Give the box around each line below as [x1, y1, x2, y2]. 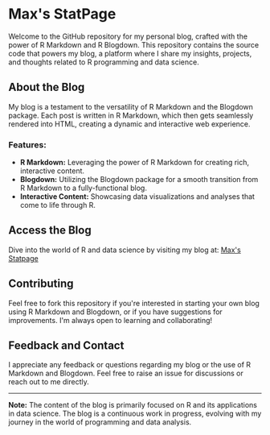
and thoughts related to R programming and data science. [8, 57, 199, 67]
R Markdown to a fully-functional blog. [19, 183, 147, 193]
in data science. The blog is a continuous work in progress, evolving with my [8, 408, 262, 419]
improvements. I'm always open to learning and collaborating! [8, 315, 213, 325]
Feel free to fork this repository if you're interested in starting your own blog [8, 298, 260, 308]
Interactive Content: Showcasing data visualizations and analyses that [19, 192, 256, 201]
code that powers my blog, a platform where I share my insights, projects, [8, 48, 252, 58]
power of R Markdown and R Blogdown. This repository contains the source [8, 39, 260, 49]
